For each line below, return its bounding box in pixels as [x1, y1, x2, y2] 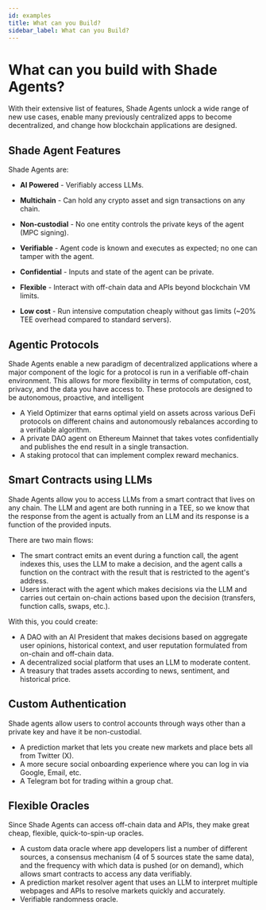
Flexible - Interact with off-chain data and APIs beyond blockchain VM [19, 283, 251, 292]
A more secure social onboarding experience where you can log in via [19, 759, 249, 769]
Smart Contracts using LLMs [8, 474, 152, 487]
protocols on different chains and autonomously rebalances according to [19, 416, 258, 426]
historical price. [19, 674, 71, 683]
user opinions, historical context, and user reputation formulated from [19, 641, 248, 650]
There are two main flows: [8, 535, 94, 544]
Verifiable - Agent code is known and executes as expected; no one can [19, 243, 258, 253]
